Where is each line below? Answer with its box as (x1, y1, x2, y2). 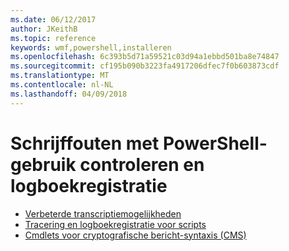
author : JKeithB (10, 24, 78, 34)
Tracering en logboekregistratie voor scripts (24, 218, 207, 230)
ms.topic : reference (10, 33, 97, 43)
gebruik (10, 153, 77, 176)
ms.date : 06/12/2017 (10, 14, 97, 25)
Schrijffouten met (10, 132, 160, 155)
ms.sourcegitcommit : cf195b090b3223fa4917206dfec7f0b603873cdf (10, 61, 280, 71)
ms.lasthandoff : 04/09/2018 (10, 89, 128, 99)
